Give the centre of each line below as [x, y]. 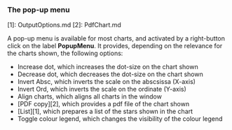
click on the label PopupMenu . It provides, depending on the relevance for [115, 46]
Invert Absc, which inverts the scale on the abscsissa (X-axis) [107, 82]
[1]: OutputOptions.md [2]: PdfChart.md [64, 25]
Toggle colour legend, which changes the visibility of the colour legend [120, 119]
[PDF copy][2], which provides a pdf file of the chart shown [103, 104]
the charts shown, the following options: [65, 53]
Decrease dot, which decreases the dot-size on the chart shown [110, 74]
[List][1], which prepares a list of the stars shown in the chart [105, 111]
